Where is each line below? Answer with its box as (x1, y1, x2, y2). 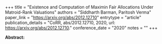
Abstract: (5, 34, 25, 40)
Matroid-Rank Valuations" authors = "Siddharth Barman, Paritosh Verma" (5, 9, 152, 15)
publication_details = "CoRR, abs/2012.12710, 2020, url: (5, 20, 116, 25)
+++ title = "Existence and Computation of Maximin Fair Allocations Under (5, 4, 154, 10)
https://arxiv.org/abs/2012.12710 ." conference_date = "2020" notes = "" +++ (5, 25, 158, 31)
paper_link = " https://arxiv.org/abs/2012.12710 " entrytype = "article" (5, 15, 142, 20)
